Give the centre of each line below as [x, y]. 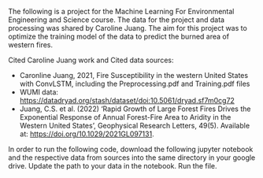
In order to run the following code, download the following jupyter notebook [131, 149]
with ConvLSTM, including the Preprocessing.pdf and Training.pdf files [135, 83]
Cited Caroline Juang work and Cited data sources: [91, 60]
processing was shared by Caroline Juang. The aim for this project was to [128, 28]
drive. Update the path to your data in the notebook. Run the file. [113, 166]
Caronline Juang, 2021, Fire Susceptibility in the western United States [134, 75]
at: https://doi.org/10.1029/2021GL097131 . [87, 134]
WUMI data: [39, 92]
